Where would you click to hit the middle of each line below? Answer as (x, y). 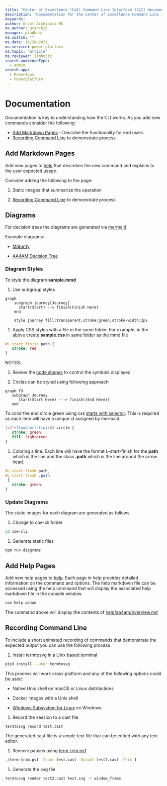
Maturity (21, 246)
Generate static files (33, 541)
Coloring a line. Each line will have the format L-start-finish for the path (85, 451)
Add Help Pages (30, 566)
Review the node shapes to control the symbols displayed (71, 372)
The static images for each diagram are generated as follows (67, 513)
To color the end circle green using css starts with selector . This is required (82, 413)
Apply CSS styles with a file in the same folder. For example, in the (80, 329)
